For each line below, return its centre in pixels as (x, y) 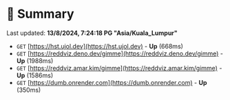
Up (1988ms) (35, 60)
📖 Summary (40, 14)
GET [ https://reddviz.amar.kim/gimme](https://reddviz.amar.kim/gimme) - (119, 68)
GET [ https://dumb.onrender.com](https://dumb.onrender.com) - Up (112, 82)
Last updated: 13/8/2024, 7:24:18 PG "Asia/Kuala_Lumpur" (92, 33)
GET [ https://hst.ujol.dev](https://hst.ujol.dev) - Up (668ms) (100, 46)
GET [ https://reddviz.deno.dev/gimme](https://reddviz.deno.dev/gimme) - (120, 53)
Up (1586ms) (35, 75)
